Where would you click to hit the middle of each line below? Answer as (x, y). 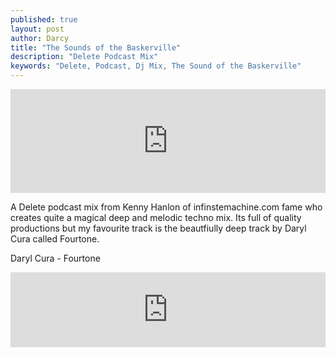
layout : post (37, 29)
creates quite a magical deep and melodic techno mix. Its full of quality (156, 217)
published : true (44, 19)
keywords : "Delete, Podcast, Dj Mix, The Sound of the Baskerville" (156, 66)
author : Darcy (40, 38)
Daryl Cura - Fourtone (55, 258)
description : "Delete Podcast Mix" (84, 57)
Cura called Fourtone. (55, 239)
